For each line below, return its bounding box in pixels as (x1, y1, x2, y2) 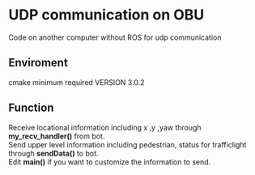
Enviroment (8, 56, 69, 70)
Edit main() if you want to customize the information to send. (8, 156, 211, 167)
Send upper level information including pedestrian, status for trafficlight (8, 139, 247, 149)
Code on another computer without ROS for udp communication (8, 32, 222, 42)
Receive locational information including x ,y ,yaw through (8, 122, 202, 132)
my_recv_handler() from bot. (8, 131, 105, 141)
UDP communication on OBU (8, 6, 205, 24)
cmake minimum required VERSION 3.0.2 (8, 77, 145, 87)
